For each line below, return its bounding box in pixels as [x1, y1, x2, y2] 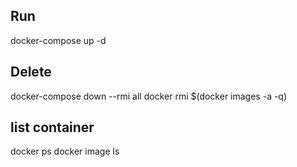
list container [10, 119, 95, 136]
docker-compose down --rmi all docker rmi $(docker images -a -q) [10, 90, 288, 102]
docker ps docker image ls [10, 145, 120, 158]
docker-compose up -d [10, 34, 107, 46]
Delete [10, 64, 52, 81]
